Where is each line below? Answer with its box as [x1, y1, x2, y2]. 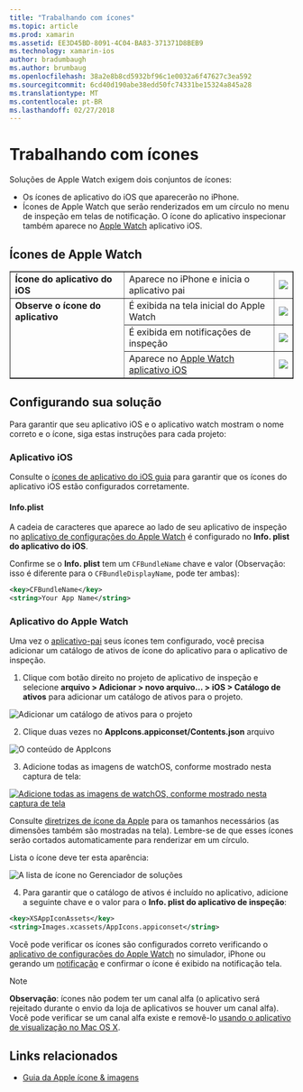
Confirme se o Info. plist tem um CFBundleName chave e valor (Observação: [9, 559, 286, 569]
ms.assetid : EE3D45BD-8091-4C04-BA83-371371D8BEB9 [9, 38, 204, 48]
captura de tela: [22, 771, 81, 782]
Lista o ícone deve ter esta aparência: [9, 852, 149, 863]
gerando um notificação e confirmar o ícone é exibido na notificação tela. [9, 958, 282, 969]
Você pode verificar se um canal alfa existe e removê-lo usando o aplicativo [9, 1013, 291, 1023]
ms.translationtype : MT [9, 88, 99, 97]
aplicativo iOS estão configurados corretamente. [9, 481, 189, 492]
